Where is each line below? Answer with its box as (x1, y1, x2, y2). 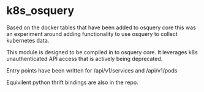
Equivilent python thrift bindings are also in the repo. (6, 79, 139, 86)
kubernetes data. (6, 37, 50, 44)
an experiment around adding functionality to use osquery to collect (6, 30, 178, 37)
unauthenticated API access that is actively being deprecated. (6, 55, 163, 62)
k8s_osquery (6, 4, 75, 18)
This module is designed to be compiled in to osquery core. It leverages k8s (6, 48, 198, 55)
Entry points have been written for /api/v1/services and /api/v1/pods (6, 66, 178, 74)
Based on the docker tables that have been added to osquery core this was (6, 24, 196, 31)
